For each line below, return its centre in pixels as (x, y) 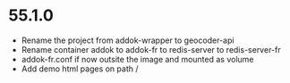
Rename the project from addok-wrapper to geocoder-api (128, 40)
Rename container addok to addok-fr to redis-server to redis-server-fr (151, 49)
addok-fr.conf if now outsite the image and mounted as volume (137, 59)
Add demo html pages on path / (80, 69)
